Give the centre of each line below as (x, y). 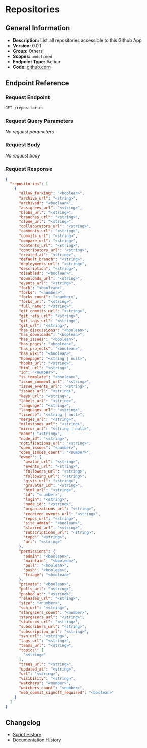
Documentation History (37, 740)
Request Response (29, 169)
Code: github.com (31, 67)
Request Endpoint (28, 97)
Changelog (23, 722)
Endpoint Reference (37, 83)
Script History (27, 735)
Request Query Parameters (39, 121)
